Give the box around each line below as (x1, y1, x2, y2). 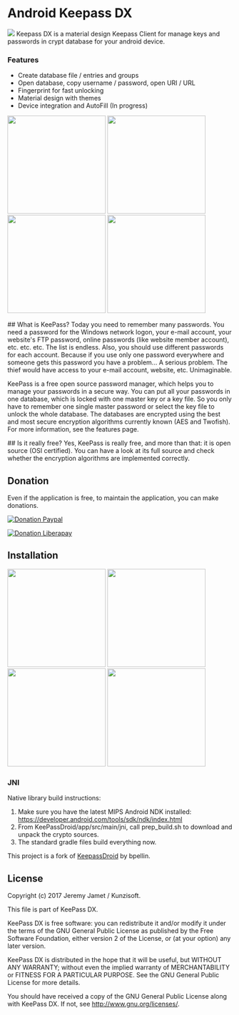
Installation (7, 549, 59, 561)
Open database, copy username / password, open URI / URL (17, 78, 196, 87)
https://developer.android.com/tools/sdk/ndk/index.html (17, 815, 183, 824)
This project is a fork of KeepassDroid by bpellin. (7, 852, 151, 860)
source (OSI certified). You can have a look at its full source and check (7, 447, 215, 455)
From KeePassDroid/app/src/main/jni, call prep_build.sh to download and (17, 822, 233, 832)
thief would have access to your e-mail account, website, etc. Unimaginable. (7, 366, 233, 374)
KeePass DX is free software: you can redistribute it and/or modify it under (7, 919, 226, 927)
